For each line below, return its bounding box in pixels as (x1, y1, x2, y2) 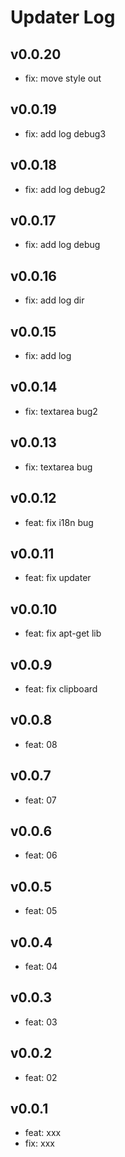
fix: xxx (24, 1137, 55, 1150)
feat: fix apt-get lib (24, 627, 102, 640)
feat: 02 (24, 1071, 58, 1083)
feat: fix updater (24, 572, 92, 584)
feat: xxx (24, 1127, 62, 1139)
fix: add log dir (24, 294, 85, 306)
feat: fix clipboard (24, 682, 98, 695)
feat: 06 (24, 849, 58, 861)
